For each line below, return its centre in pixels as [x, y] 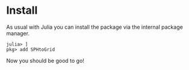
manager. [18, 33]
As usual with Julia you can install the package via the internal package [95, 27]
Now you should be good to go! [45, 60]
